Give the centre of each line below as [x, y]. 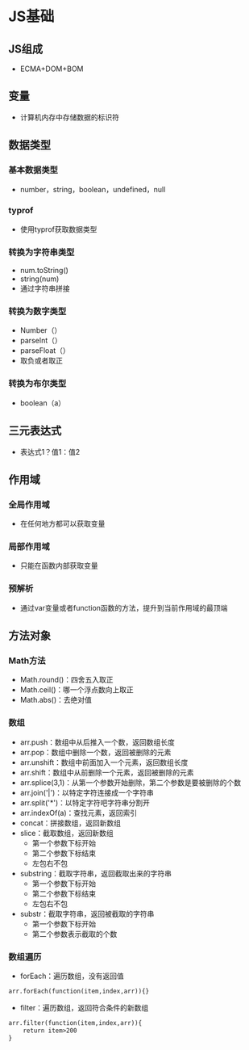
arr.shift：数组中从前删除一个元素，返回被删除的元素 [107, 772]
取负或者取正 [41, 361]
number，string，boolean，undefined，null [93, 189]
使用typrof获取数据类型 [58, 229]
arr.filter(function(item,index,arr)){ [75, 1023]
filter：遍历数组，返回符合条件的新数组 [84, 1007]
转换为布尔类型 [37, 384]
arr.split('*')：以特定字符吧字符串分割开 [85, 802]
